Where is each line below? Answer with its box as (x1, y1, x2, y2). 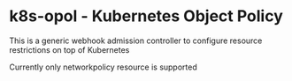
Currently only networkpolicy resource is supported (9, 62, 197, 72)
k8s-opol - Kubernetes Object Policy (9, 6, 283, 26)
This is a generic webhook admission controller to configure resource (9, 35, 263, 46)
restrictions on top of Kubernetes (9, 44, 130, 55)
